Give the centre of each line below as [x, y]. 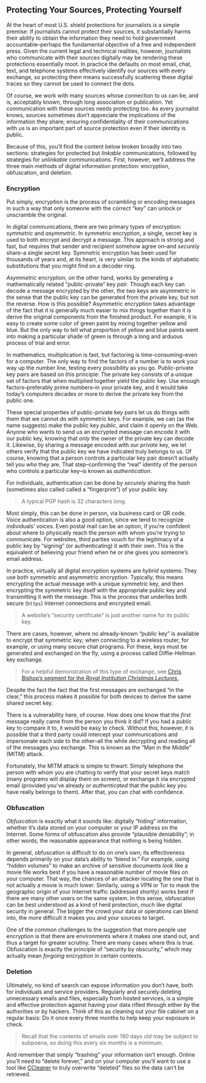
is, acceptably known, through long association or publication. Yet [90, 102]
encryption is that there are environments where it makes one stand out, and [103, 936]
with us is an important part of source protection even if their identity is [96, 128]
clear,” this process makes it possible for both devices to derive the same [99, 696]
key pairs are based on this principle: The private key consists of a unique [100, 374]
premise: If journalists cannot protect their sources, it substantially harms [99, 31]
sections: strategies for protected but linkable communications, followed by [102, 153]
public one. [21, 401]
